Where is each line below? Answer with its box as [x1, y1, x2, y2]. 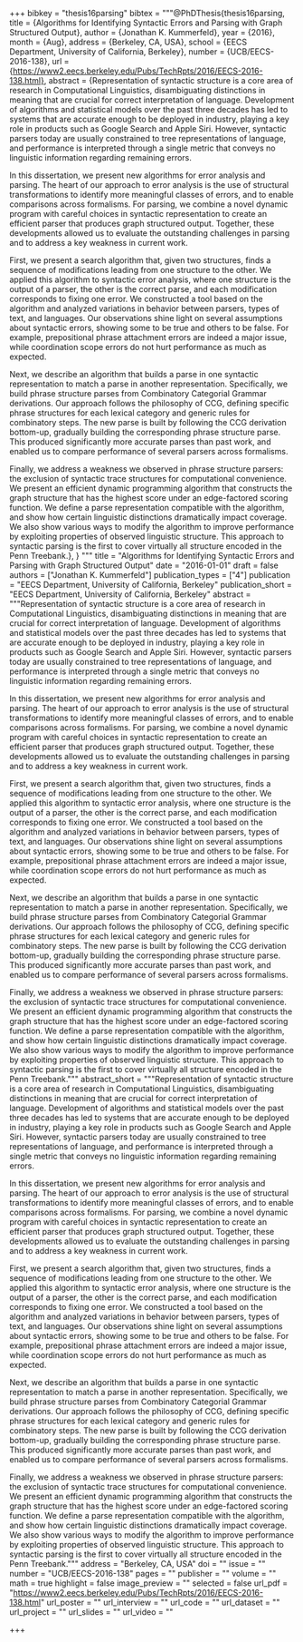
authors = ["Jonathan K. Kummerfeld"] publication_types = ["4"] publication [9, 570, 291, 580]
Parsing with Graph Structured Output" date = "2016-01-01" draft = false [9, 560, 279, 571]
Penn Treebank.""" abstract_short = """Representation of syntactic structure [9, 1074, 294, 1084]
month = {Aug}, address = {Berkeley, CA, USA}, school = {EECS [9, 36, 247, 47]
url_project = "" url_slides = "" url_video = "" [9, 1607, 174, 1618]
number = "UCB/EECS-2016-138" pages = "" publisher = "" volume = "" [9, 1569, 277, 1578]
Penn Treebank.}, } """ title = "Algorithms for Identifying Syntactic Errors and [9, 551, 295, 561]
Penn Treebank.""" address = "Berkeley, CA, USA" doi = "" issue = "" [9, 1559, 266, 1569]
